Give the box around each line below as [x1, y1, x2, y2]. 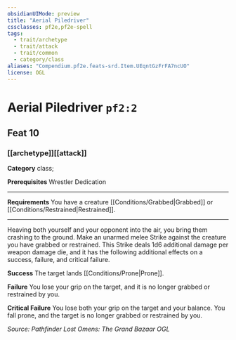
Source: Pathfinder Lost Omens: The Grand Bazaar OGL [7, 325, 170, 334]
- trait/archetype [13, 37, 68, 44]
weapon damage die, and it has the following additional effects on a [7, 248, 203, 256]
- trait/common [13, 50, 58, 57]
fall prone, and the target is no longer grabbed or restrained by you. [7, 311, 202, 320]
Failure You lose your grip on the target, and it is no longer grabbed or [7, 282, 211, 292]
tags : [7, 30, 23, 37]
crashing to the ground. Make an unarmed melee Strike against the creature [7, 233, 227, 242]
